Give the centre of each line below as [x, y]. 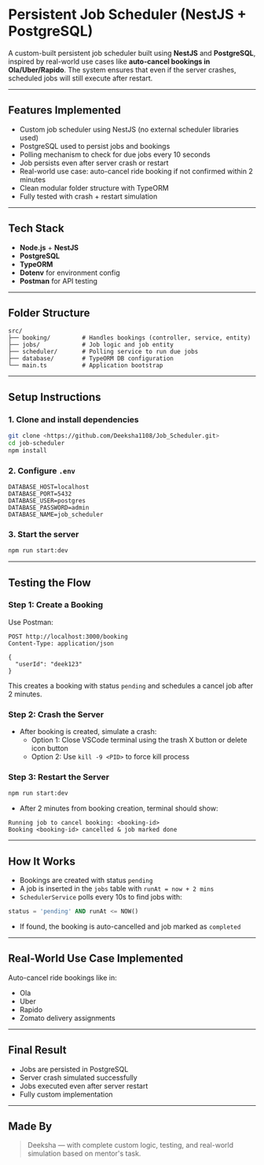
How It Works [42, 861]
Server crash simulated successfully [78, 1078]
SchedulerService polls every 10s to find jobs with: [101, 897]
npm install [27, 451]
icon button [50, 748]
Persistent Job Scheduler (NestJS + [127, 15]
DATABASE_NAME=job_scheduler [56, 514]
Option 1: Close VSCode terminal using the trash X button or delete [139, 740]
